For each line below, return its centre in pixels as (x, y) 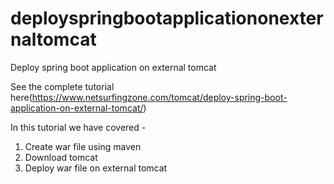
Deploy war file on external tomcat (96, 168)
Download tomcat (61, 157)
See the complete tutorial (62, 86)
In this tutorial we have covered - (78, 127)
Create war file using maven (83, 146)
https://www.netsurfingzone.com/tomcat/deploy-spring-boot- (159, 97)
